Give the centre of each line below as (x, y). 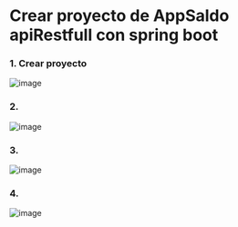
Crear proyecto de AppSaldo (119, 16)
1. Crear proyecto (48, 64)
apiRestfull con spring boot (114, 35)
